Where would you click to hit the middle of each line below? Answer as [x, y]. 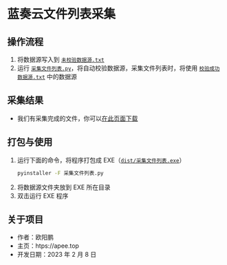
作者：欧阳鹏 [35, 237]
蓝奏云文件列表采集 [62, 14]
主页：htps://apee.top [48, 246]
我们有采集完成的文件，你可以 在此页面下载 [77, 118]
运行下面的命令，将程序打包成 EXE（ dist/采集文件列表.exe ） [101, 160]
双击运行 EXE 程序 [43, 195]
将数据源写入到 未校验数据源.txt [61, 60]
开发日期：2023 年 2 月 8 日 [57, 255]
